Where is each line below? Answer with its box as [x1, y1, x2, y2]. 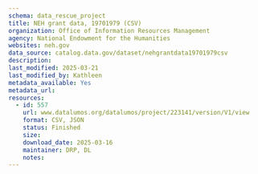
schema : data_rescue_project [8, 11, 106, 20]
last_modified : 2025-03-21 [8, 64, 99, 72]
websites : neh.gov [8, 42, 70, 50]
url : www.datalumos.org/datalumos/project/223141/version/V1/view [23, 109, 250, 117]
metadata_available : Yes [8, 79, 92, 87]
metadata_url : [8, 86, 56, 95]
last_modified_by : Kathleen [8, 71, 103, 79]
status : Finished [23, 123, 81, 132]
